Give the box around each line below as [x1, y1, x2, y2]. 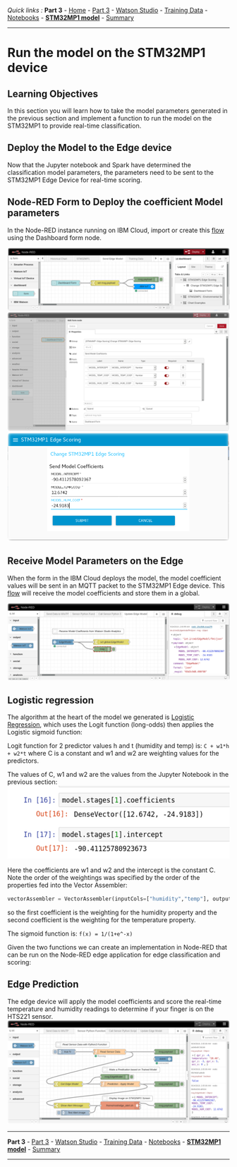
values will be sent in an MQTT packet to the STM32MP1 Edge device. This [7, 581, 225, 590]
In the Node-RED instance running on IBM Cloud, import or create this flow [7, 226, 224, 234]
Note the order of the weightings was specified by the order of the [7, 873, 200, 882]
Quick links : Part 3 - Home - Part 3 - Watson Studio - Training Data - [7, 6, 208, 14]
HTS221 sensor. [7, 1012, 54, 1020]
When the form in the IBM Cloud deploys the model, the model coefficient [7, 574, 221, 582]
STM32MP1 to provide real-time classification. [7, 121, 142, 130]
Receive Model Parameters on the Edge [7, 555, 184, 567]
